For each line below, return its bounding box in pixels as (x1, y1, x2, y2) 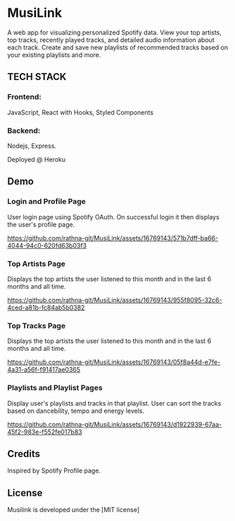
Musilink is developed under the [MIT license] (7, 506, 139, 514)
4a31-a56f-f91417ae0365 (7, 366, 81, 374)
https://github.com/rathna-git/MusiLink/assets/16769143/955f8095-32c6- (7, 295, 223, 304)
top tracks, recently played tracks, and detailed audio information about (7, 35, 215, 44)
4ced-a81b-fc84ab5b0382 (7, 303, 85, 311)
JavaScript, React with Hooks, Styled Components (7, 108, 153, 117)
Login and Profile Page (7, 197, 86, 207)
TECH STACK (7, 71, 67, 83)
